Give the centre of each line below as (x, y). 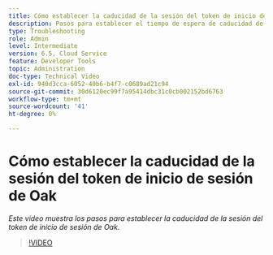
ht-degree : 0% (32, 115)
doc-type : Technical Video (54, 76)
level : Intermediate (43, 46)
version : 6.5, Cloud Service (58, 54)
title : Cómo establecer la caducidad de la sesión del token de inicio (132, 16)
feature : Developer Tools (52, 62)
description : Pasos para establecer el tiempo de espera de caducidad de (136, 24)
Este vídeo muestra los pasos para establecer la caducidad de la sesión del (136, 218)
